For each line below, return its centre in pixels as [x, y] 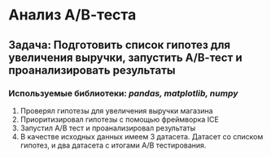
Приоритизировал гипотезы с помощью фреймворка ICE [120, 119]
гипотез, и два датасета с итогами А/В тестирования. [113, 145]
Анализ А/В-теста [72, 15]
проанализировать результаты [92, 70]
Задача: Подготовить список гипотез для [119, 45]
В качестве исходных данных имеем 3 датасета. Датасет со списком [142, 136]
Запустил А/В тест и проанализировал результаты [108, 128]
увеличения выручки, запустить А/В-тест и [125, 57]
